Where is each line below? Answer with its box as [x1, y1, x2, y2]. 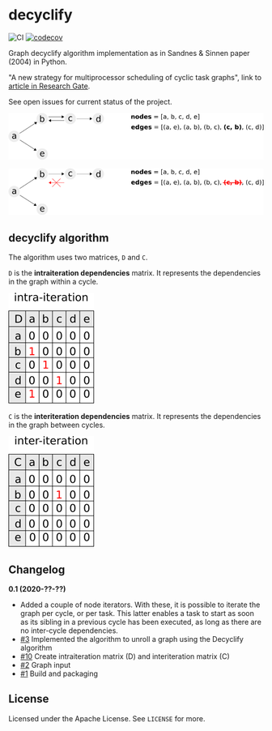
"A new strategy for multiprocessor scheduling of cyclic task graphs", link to [8, 72, 261, 82]
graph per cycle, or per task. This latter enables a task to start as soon [19, 609, 255, 618]
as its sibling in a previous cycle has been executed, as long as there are [19, 618, 261, 627]
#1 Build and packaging [19, 669, 99, 678]
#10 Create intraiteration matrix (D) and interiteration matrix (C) [19, 652, 231, 661]
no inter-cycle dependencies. [19, 626, 119, 635]
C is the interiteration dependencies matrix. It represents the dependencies [8, 412, 261, 421]
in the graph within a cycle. [8, 277, 99, 287]
